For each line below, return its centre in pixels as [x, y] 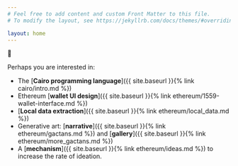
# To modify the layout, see [50, 21]
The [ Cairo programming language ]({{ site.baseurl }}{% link [106, 81]
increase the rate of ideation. [60, 156]
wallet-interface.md [46, 104]
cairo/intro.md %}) [45, 89]
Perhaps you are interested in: [51, 67]
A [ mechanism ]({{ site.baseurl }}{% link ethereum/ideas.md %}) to [115, 149]
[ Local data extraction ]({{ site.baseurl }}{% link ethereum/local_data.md [123, 111]
